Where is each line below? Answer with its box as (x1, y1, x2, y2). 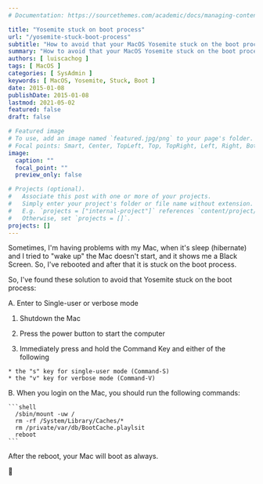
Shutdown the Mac (19, 314, 81, 323)
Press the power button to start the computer (19, 329, 166, 338)
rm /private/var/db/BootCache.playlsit (15, 424, 146, 432)
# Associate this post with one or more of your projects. (8, 193, 212, 201)
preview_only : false (15, 171, 82, 179)
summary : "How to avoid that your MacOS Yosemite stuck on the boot (8, 48, 236, 56)
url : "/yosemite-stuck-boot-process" (8, 33, 131, 41)
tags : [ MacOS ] (8, 62, 61, 71)
